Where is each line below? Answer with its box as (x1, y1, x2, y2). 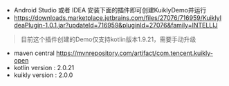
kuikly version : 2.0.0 (13, 71, 73, 79)
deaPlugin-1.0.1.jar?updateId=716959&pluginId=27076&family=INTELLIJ (13, 21, 218, 29)
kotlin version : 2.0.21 (13, 64, 75, 72)
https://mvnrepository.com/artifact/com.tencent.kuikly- (56, 49, 213, 57)
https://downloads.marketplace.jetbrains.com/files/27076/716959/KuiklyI (13, 14, 222, 22)
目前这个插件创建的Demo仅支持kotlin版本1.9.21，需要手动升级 (20, 35, 196, 43)
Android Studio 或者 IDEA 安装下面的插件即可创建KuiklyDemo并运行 (13, 6, 207, 14)
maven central (13, 49, 55, 57)
